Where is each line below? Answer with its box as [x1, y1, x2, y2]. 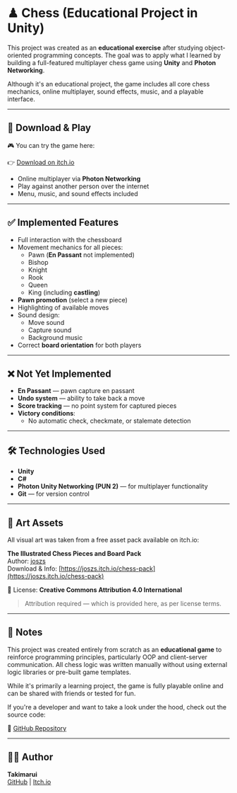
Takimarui [7, 770, 37, 778]
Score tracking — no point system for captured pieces [17, 401, 177, 410]
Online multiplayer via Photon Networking [17, 174, 141, 183]
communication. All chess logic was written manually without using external [7, 660, 228, 668]
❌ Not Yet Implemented [7, 367, 111, 380]
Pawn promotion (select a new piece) [17, 295, 128, 304]
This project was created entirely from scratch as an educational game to [7, 645, 222, 654]
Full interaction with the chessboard [17, 235, 122, 244]
